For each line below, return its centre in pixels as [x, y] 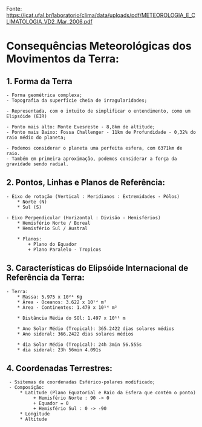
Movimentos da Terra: [63, 59]
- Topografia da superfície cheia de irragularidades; [77, 101]
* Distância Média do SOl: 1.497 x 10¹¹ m [71, 318]
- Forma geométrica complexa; [44, 95]
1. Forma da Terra [39, 81]
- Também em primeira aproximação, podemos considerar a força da [92, 159]
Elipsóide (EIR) [27, 116]
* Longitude [35, 414]
